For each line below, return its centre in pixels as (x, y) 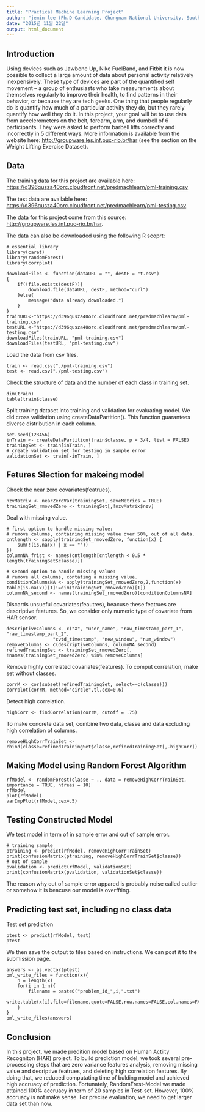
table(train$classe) (33, 399)
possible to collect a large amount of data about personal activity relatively (100, 75)
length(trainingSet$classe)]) (45, 561)
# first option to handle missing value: (60, 529)
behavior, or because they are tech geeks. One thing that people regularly (99, 101)
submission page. (29, 959)
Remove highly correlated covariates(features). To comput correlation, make (102, 666)
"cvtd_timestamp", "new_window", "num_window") (114, 639)
